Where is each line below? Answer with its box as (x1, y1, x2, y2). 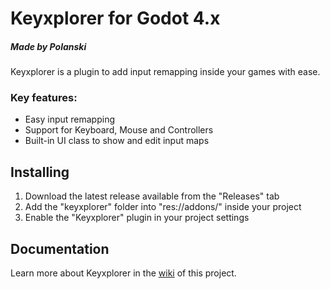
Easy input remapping (24, 113, 116, 126)
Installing (10, 163, 70, 181)
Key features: (10, 91, 78, 105)
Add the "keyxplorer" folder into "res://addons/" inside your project (24, 201, 302, 213)
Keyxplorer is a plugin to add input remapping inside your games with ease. (10, 66, 321, 78)
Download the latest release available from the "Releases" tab (24, 190, 280, 202)
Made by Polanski (10, 40, 87, 52)
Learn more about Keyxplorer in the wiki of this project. (10, 267, 237, 279)
